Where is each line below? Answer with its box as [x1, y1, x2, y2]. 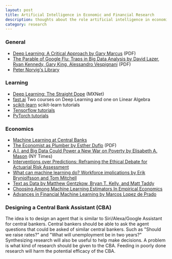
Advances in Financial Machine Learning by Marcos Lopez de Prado [12, 191, 157, 197]
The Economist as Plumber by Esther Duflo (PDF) [12, 143, 117, 149]
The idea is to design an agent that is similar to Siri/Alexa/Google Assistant [5, 216, 162, 222]
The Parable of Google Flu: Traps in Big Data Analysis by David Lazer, [12, 56, 160, 62]
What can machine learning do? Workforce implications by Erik [12, 170, 146, 176]
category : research [5, 21, 47, 27]
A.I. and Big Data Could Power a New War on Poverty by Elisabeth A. [12, 148, 158, 154]
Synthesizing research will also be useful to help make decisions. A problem [5, 237, 166, 243]
